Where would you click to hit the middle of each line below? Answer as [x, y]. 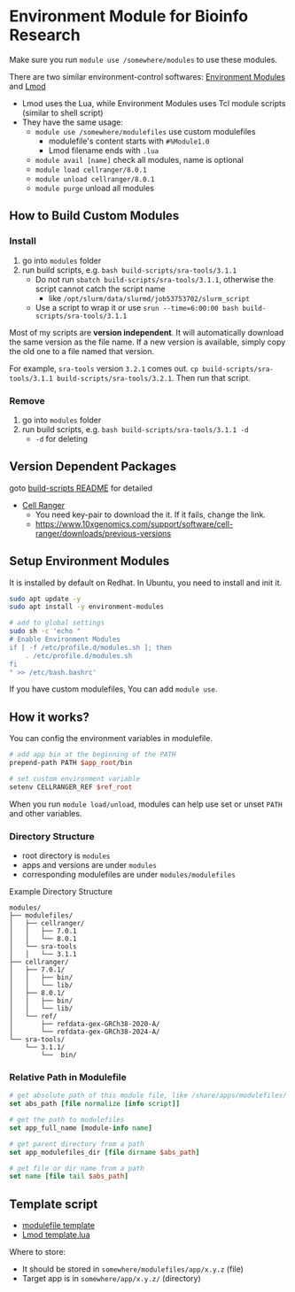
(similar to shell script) [62, 112]
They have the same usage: [73, 122]
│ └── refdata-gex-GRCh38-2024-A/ [85, 1032]
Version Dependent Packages [93, 467]
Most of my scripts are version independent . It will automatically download [147, 332]
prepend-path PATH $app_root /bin [71, 763]
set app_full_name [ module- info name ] [81, 1128]
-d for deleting [62, 438]
